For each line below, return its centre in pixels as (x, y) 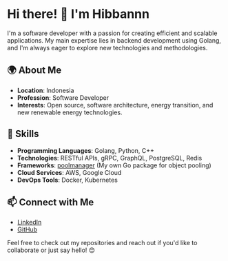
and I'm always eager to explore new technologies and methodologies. (107, 48)
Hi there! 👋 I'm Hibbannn (79, 14)
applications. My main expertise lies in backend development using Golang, (114, 40)
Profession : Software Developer (63, 97)
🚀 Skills (23, 134)
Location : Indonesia (45, 90)
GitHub (27, 229)
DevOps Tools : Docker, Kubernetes (68, 180)
